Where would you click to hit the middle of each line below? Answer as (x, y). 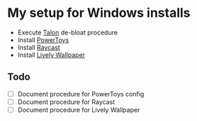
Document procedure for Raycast (66, 102)
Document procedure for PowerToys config (81, 94)
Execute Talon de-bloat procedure (68, 32)
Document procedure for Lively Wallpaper (79, 110)
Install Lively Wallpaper (51, 55)
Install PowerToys (43, 39)
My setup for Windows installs (99, 13)
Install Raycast (39, 47)
